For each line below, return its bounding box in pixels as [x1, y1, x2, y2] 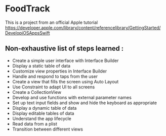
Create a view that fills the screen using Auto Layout [12, 78, 119, 84]
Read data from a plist [12, 121, 58, 127]
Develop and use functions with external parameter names [12, 94, 132, 100]
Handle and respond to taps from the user [12, 73, 98, 79]
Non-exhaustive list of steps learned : [5, 44, 124, 53]
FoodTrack [5, 3, 50, 14]
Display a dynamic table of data [12, 105, 77, 111]
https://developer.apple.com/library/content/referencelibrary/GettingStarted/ [5, 24, 161, 30]
